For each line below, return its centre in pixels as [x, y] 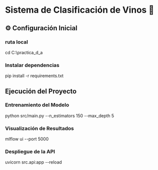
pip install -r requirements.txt [34, 76]
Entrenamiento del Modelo [37, 105]
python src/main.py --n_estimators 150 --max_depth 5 [60, 116]
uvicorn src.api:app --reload [34, 162]
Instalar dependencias [32, 65]
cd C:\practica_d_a [24, 52]
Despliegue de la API [30, 152]
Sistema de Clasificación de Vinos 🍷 [80, 10]
